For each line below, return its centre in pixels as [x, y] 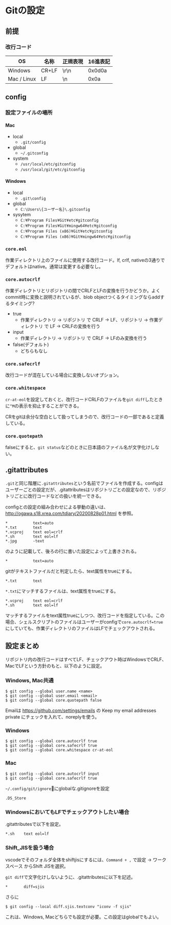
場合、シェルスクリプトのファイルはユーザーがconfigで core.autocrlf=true [84, 621]
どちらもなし [34, 351]
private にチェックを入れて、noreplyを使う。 [52, 717]
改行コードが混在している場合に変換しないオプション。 [63, 375]
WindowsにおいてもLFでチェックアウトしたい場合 [67, 812]
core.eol [16, 249]
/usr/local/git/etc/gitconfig [53, 170]
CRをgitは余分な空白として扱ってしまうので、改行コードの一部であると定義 [85, 417]
